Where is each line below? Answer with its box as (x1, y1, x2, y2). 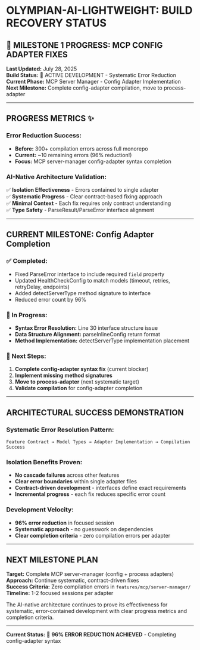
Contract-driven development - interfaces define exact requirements (14, 485, 186, 492)
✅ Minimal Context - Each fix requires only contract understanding (6, 200, 171, 207)
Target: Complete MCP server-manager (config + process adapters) (6, 571, 174, 578)
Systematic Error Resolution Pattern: (6, 425, 114, 434)
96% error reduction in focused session (14, 519, 114, 526)
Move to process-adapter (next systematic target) (14, 378, 140, 385)
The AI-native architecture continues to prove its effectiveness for (6, 601, 168, 608)
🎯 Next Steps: (6, 352, 46, 360)
